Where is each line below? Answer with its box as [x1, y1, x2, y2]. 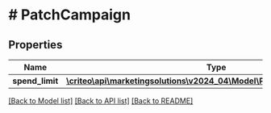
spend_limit [12, 75, 59, 86]
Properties [8, 38, 63, 52]
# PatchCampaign [8, 6, 131, 24]
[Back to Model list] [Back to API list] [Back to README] [8, 96, 194, 106]
